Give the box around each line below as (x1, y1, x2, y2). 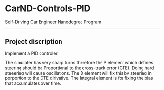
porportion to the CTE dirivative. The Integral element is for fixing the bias (5, 75, 153, 81)
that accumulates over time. (5, 80, 61, 86)
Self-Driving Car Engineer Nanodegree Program (5, 19, 102, 25)
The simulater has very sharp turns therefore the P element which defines (5, 60, 154, 65)
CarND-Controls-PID (5, 3, 91, 14)
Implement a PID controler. (5, 50, 59, 56)
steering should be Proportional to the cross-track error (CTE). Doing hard (5, 65, 154, 71)
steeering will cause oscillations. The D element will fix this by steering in (5, 70, 152, 75)
